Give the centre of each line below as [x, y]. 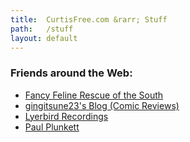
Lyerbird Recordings [66, 116]
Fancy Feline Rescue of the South [94, 95]
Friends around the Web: [71, 73]
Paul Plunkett [52, 127]
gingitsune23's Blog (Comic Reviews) [102, 105]
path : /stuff [42, 29]
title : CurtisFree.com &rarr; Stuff [89, 19]
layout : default [44, 38]
